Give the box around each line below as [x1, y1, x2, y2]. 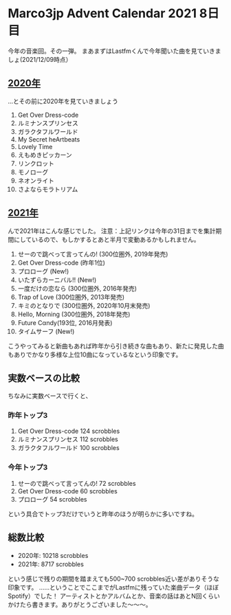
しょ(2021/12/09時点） [8, 55, 72, 63]
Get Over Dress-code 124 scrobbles [17, 427, 120, 435]
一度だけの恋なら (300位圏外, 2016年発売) [17, 284, 137, 292]
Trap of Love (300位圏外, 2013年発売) [17, 293, 125, 301]
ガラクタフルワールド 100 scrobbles [17, 443, 120, 451]
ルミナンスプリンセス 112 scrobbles [17, 435, 119, 443]
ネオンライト [17, 176, 54, 185]
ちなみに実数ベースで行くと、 [8, 392, 92, 400]
